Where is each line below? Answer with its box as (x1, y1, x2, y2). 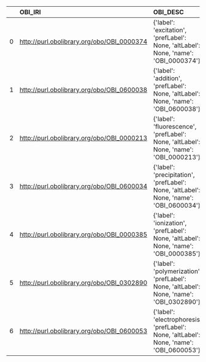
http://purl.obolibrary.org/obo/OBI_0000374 (19, 37, 148, 45)
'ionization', (153, 219, 187, 227)
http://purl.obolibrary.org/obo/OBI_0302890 (19, 279, 148, 287)
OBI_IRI (19, 8, 41, 16)
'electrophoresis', (153, 315, 204, 323)
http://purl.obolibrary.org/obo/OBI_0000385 (19, 230, 148, 238)
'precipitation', (153, 171, 195, 179)
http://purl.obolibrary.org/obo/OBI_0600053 (19, 327, 148, 335)
